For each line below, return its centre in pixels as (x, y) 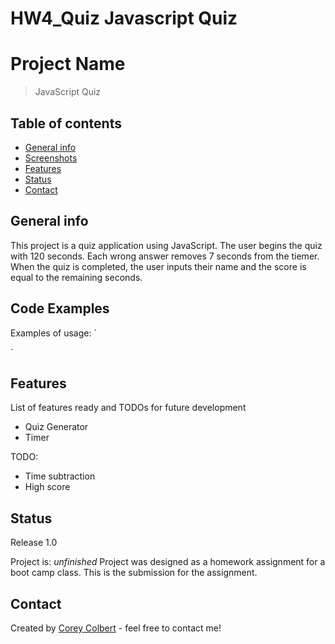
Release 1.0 (34, 543)
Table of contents (66, 123)
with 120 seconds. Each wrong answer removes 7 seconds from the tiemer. (165, 256)
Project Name (68, 64)
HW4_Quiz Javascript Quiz (124, 18)
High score (47, 487)
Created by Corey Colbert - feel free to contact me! (116, 628)
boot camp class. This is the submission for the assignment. (134, 573)
